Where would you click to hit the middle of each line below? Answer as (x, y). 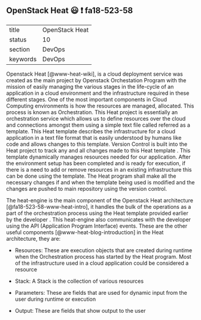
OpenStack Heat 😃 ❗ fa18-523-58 (70, 11)
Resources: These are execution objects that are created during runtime (103, 250)
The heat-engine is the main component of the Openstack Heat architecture (100, 200)
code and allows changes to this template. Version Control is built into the (97, 144)
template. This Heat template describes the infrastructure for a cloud (91, 131)
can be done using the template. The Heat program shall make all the (91, 176)
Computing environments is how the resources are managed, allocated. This (100, 106)
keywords (23, 59)
